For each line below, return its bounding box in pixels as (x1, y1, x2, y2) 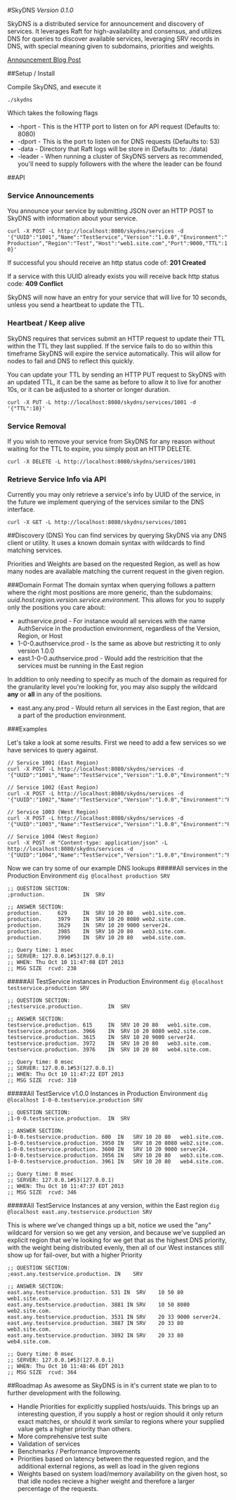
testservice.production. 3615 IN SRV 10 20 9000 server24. (7, 1034, 197, 1041)
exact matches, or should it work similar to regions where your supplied (17, 1417, 225, 1426)
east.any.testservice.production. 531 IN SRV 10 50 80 (7, 1289, 184, 1296)
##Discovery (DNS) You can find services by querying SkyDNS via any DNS (7, 531, 227, 540)
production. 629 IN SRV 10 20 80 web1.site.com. (7, 910, 188, 917)
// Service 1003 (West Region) (7, 809, 99, 816)
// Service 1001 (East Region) (7, 759, 99, 767)
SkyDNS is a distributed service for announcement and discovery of (7, 20, 204, 27)
